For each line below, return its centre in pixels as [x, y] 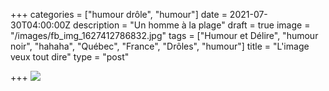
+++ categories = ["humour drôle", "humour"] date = [119, 14]
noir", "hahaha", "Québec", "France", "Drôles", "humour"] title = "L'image [160, 46]
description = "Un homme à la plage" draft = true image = [192, 25]
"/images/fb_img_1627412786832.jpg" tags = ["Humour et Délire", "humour [164, 35]
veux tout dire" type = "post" [70, 57]
